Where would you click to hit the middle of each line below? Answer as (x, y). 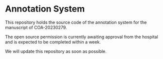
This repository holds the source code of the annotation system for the (76, 22)
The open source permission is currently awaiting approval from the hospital (81, 37)
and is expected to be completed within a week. (53, 42)
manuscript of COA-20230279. (36, 27)
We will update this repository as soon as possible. (56, 51)
